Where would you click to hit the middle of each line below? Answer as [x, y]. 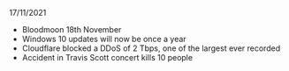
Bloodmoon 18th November [72, 29]
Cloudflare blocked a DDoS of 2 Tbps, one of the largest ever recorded [151, 48]
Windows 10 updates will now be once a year [104, 39]
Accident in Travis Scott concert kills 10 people [107, 57]
